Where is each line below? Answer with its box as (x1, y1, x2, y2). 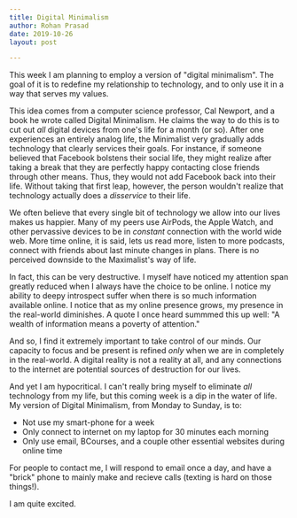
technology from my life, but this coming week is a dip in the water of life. (9, 390, 277, 401)
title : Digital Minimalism (9, 12, 109, 22)
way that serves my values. (9, 89, 109, 99)
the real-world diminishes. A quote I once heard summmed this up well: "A (9, 309, 280, 320)
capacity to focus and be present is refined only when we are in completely (9, 345, 285, 356)
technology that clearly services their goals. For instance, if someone (9, 143, 262, 154)
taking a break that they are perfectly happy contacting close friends (9, 162, 260, 173)
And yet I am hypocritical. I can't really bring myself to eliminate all (9, 382, 253, 392)
